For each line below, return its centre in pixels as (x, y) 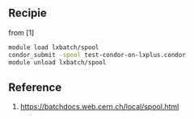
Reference (35, 87)
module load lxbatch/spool (54, 47)
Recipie (27, 13)
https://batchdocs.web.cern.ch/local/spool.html (99, 107)
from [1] (21, 32)
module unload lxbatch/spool (57, 62)
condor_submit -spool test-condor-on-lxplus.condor (97, 55)
